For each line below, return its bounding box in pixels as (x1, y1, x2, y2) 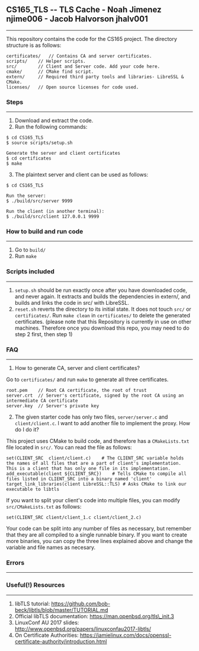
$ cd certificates (6, 155, 52, 162)
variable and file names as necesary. (6, 544, 96, 551)
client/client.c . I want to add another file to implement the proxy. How (14, 420, 191, 426)
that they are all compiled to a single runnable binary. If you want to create (6, 531, 188, 538)
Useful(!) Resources (6, 581, 65, 589)
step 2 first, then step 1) (14, 330, 73, 337)
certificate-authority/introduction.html (14, 637, 107, 645)
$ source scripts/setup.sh (6, 140, 73, 146)
